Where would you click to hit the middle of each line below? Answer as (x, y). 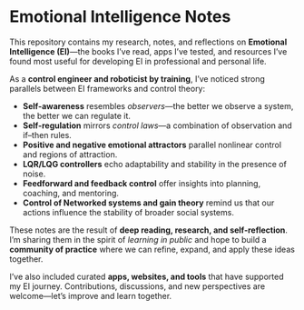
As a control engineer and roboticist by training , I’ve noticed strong (137, 78)
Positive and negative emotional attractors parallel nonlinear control (152, 145)
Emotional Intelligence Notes (120, 17)
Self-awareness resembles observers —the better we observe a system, (158, 105)
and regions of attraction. (70, 154)
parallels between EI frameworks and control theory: (108, 88)
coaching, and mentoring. (71, 193)
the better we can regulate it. (77, 115)
